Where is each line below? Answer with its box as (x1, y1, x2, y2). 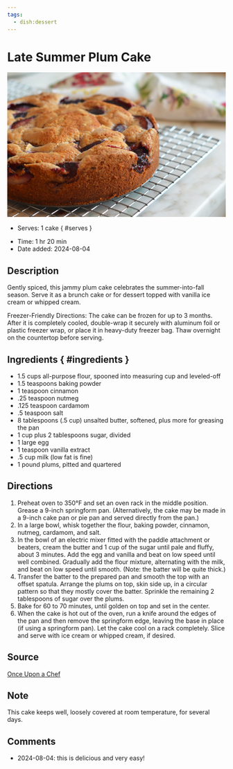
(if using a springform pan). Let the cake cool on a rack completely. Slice (17, 624, 225, 632)
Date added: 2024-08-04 (17, 245, 90, 253)
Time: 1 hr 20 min (17, 238, 67, 246)
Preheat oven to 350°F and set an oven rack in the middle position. (17, 499, 209, 507)
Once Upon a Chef (7, 669, 61, 678)
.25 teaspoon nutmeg (17, 394, 79, 403)
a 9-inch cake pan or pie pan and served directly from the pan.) (17, 513, 199, 522)
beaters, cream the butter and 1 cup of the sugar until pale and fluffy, (17, 542, 214, 551)
